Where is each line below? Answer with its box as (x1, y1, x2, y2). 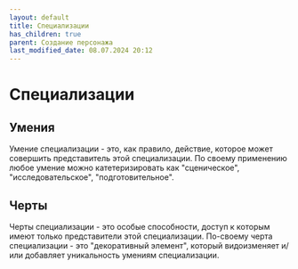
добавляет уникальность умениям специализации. (25, 249, 220, 260)
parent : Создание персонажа (9, 37, 114, 47)
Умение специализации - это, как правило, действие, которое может (9, 143, 273, 154)
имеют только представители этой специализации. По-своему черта (9, 231, 273, 241)
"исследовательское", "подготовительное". (9, 172, 175, 183)
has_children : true (9, 29, 82, 38)
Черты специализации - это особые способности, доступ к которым (9, 221, 270, 232)
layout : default (9, 12, 69, 22)
